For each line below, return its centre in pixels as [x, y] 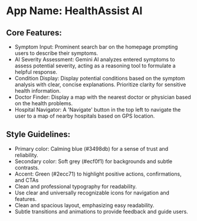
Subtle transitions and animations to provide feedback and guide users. [101, 212]
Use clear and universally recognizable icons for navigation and [92, 193]
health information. [37, 91]
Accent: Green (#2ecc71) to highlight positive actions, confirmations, [98, 174]
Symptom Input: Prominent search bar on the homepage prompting [96, 47]
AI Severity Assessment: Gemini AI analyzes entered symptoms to [95, 59]
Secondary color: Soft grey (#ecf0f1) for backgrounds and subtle [93, 161]
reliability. [26, 155]
